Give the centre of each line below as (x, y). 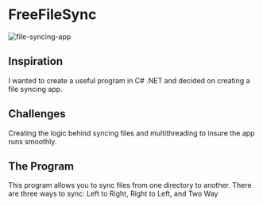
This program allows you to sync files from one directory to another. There (130, 185)
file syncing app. (35, 89)
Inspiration (36, 61)
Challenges (37, 114)
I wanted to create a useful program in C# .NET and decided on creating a (129, 80)
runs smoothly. (33, 141)
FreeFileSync (52, 15)
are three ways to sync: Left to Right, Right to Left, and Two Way (113, 194)
